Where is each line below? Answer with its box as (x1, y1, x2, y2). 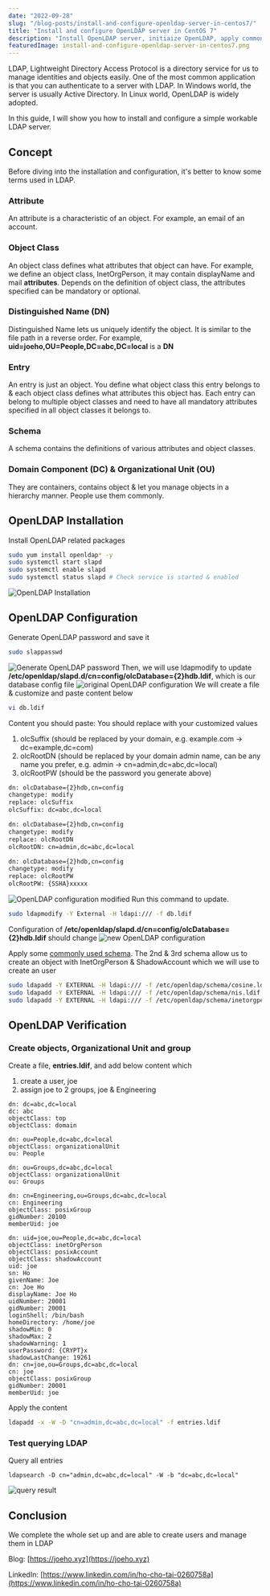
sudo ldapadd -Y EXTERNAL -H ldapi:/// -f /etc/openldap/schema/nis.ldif (8, 988, 261, 997)
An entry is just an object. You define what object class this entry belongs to (8, 380, 260, 390)
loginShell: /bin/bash (8, 1311, 84, 1319)
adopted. (8, 98, 39, 108)
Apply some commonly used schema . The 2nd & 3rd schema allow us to (8, 948, 247, 958)
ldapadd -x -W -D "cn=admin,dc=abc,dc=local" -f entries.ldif (8, 1418, 221, 1427)
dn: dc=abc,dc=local (8, 1101, 78, 1109)
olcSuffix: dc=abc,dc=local (8, 806, 103, 814)
